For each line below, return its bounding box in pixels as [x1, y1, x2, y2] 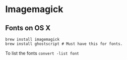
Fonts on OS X [5, 24, 51, 32]
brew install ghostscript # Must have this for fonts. [5, 41, 123, 46]
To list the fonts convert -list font [5, 50, 79, 56]
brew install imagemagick [5, 37, 59, 42]
